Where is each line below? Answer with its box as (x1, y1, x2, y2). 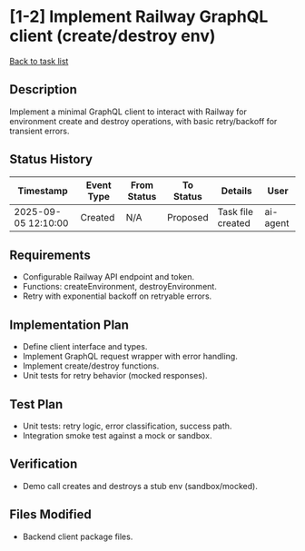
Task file (217, 205, 254, 218)
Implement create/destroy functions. (22, 360, 160, 371)
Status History (9, 152, 93, 167)
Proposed (166, 211, 209, 223)
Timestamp (17, 184, 68, 197)
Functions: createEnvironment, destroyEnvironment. (22, 281, 218, 292)
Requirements (9, 247, 91, 262)
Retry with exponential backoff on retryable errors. (22, 290, 212, 301)
